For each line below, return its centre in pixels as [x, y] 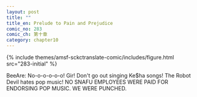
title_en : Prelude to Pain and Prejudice [60, 23]
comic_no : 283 [24, 29]
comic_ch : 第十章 [27, 35]
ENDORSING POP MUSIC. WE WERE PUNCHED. [66, 88]
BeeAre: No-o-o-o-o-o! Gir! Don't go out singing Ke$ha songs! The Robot [99, 75]
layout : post [23, 12]
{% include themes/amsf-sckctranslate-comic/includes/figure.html [90, 57]
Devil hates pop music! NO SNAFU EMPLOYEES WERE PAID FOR [88, 82]
